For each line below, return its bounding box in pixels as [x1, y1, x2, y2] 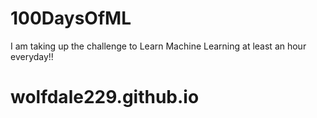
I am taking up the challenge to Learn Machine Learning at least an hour [10, 40, 307, 52]
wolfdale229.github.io [10, 86, 200, 109]
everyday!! [10, 50, 54, 62]
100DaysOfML [10, 7, 132, 30]
